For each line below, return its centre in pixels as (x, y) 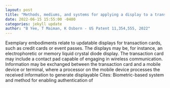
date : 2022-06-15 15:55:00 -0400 (40, 19)
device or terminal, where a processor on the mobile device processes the (83, 70)
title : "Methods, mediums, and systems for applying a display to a (79, 15)
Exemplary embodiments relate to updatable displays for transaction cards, (83, 43)
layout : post (19, 10)
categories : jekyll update (34, 24)
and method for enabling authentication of (49, 80)
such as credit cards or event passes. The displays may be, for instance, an (84, 48)
